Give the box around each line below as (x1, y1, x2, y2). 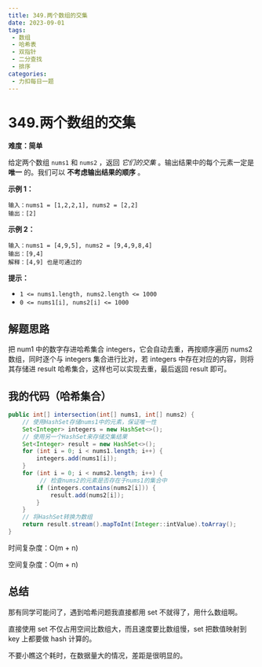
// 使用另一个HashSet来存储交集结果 (22, 433, 128, 440)
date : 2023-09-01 (8, 19, 65, 27)
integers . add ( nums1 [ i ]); (36, 455, 118, 462)
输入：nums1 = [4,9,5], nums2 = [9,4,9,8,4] (8, 241, 153, 250)
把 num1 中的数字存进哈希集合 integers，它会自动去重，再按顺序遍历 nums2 (8, 345, 253, 354)
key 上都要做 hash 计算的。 (8, 634, 96, 643)
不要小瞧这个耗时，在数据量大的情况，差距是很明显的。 (8, 650, 187, 660)
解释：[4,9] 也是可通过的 (8, 259, 82, 267)
